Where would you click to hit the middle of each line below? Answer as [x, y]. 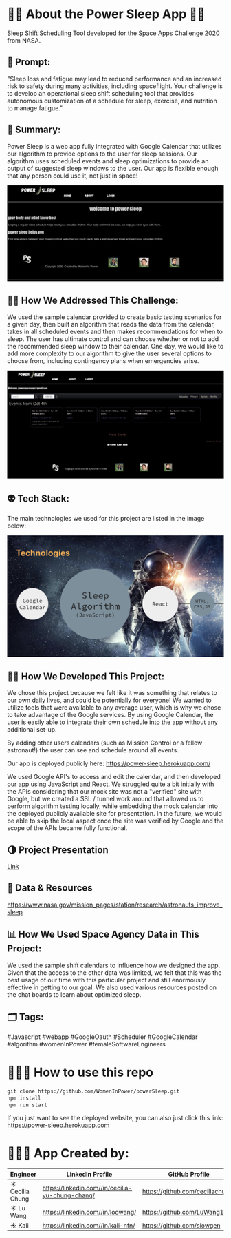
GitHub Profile [189, 1174]
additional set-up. [32, 730]
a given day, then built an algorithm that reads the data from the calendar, [111, 324]
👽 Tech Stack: [38, 498]
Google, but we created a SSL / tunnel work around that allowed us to [106, 799]
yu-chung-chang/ [68, 1195]
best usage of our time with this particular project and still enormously [107, 980]
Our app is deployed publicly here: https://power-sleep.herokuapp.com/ [109, 763]
